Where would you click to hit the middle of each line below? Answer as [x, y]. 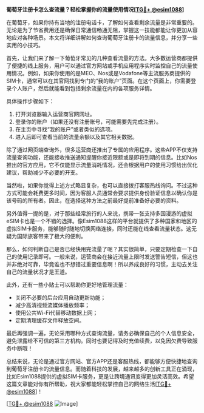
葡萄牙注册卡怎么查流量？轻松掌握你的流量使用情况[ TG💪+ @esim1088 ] [95, 9]
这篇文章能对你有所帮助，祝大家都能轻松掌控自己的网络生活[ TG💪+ [89, 384]
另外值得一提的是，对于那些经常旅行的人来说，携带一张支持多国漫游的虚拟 [99, 213]
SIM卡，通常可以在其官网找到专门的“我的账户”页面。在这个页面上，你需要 [99, 81]
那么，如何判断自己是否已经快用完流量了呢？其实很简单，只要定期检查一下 [99, 249]
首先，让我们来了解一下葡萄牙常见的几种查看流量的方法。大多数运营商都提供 [102, 58]
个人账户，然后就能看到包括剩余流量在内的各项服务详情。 [83, 88]
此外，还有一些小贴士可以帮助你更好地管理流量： [67, 285]
